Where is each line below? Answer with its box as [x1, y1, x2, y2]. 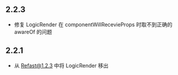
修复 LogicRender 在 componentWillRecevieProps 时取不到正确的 [14, 21, 173, 28]
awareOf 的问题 [14, 28, 52, 35]
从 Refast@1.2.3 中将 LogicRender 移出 [14, 62, 108, 69]
